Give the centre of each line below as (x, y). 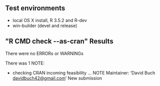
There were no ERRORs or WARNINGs (44, 53)
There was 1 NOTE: (25, 63)
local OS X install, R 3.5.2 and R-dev (50, 20)
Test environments (35, 8)
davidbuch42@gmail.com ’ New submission (57, 78)
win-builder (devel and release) (45, 25)
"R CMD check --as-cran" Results (59, 41)
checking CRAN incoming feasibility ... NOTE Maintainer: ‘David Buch (84, 72)
